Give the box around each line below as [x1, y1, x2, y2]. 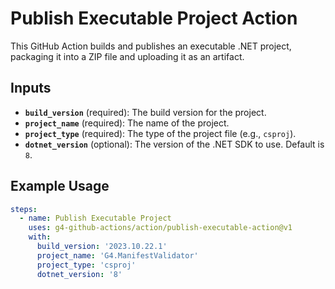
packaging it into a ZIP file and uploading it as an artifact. [10, 50, 245, 62]
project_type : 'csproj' [36, 260, 137, 270]
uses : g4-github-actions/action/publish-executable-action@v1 [28, 223, 293, 233]
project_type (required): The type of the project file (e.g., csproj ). [24, 127, 297, 139]
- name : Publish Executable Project [19, 213, 172, 224]
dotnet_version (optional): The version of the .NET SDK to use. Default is [24, 138, 325, 150]
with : [28, 232, 52, 242]
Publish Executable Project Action [10, 7, 298, 30]
